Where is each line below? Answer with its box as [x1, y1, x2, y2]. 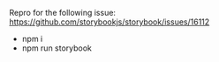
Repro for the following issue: [9, 8, 117, 17]
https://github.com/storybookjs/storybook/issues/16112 [9, 17, 210, 27]
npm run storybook [21, 43, 93, 53]
